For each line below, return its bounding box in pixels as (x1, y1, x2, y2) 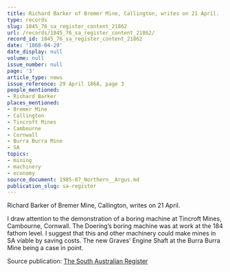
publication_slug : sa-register (7, 183, 97, 190)
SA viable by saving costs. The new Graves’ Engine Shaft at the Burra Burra (7, 236, 221, 245)
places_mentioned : (7, 100, 60, 106)
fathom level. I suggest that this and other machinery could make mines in (7, 229, 216, 238)
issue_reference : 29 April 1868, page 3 (7, 80, 125, 87)
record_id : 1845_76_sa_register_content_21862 (7, 36, 143, 43)
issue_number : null (7, 61, 63, 68)
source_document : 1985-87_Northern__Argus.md (7, 176, 139, 183)
